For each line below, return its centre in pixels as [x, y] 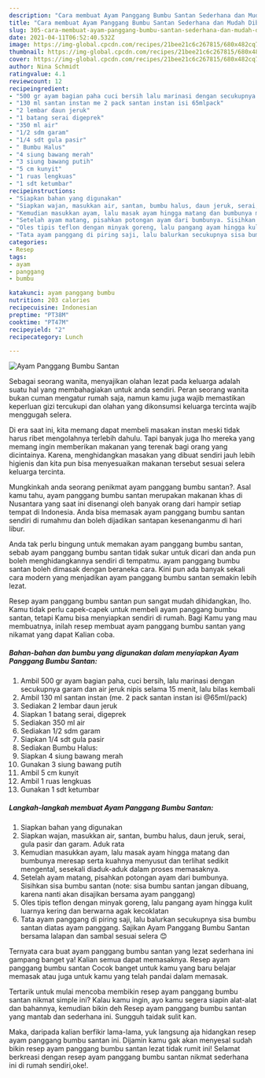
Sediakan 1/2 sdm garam [60, 731]
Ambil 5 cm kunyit [50, 773]
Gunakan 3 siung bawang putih [71, 765]
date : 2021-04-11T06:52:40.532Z [62, 37]
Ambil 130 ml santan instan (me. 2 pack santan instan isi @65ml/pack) [134, 698]
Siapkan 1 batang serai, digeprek [73, 714]
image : [20, 45]
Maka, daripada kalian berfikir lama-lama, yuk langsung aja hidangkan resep [132, 1032]
